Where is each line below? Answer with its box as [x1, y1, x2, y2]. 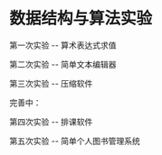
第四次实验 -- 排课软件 [9, 116, 93, 127]
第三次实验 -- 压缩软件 [9, 77, 93, 88]
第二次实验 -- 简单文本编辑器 [9, 59, 117, 69]
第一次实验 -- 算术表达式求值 [9, 40, 117, 50]
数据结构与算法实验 [9, 8, 153, 29]
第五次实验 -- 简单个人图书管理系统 [9, 135, 140, 146]
